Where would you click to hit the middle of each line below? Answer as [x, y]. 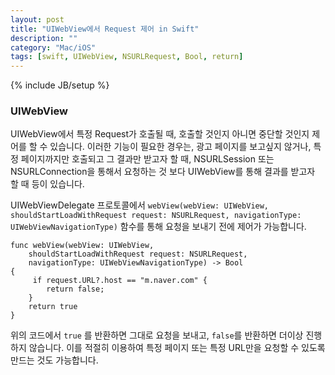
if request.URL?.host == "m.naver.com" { [120, 281]
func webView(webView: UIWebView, [82, 246]
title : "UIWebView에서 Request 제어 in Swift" [105, 29]
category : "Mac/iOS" [53, 47]
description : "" [44, 38]
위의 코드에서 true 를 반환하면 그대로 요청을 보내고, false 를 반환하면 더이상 [157, 335]
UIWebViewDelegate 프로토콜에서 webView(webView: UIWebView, [140, 205]
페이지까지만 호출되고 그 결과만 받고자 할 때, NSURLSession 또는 [147, 159]
